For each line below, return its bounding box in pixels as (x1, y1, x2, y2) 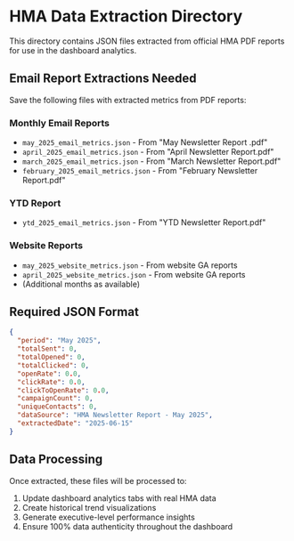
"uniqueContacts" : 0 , (17, 402, 98, 411)
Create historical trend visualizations (21, 502, 157, 513)
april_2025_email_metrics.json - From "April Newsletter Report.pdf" (21, 147, 274, 157)
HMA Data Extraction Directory (9, 6, 243, 27)
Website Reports (9, 239, 83, 252)
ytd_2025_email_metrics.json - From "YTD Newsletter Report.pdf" (21, 217, 266, 228)
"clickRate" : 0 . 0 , (17, 377, 86, 386)
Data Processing (9, 452, 103, 467)
